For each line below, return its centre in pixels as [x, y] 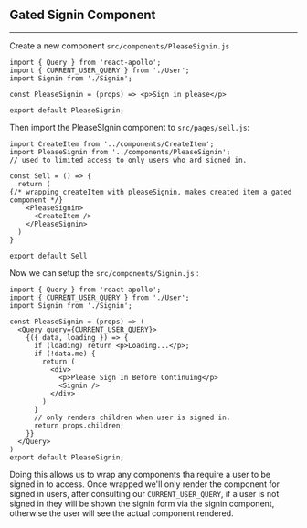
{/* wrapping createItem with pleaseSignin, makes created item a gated [151, 192]
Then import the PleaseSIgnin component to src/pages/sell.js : [129, 127]
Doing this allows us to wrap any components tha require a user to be [140, 474]
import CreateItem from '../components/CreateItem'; [112, 144]
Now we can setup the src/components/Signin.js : [104, 272]
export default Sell [49, 256]
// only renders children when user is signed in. [132, 417]
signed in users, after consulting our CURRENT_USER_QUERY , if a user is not [144, 493]
